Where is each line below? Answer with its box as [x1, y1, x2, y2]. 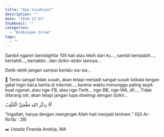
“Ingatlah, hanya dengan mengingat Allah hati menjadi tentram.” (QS [5, 111, 142, 117]
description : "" [5, 12, 38, 17]
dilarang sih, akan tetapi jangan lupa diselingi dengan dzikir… [5, 92, 128, 98]
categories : [5, 25, 29, 30]
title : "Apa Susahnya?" [5, 7, 54, 12]
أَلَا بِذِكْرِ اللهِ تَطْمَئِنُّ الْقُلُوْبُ [5, 101, 52, 108]
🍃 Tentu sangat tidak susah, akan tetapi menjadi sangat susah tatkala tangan [5, 76, 160, 82]
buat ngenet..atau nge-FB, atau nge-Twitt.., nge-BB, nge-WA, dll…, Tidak [5, 87, 152, 93]
